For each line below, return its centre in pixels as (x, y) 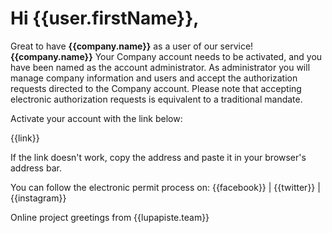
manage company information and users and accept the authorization (154, 78)
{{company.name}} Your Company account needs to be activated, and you (166, 56)
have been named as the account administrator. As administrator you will (160, 67)
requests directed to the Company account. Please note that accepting (156, 88)
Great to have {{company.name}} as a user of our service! (132, 46)
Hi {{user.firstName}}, (105, 18)
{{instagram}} (38, 198)
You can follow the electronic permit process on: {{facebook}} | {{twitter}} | (165, 187)
